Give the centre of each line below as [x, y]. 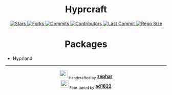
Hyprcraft [86, 9]
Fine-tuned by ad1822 [90, 87]
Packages [86, 44]
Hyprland [23, 58]
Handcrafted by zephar [90, 77]
